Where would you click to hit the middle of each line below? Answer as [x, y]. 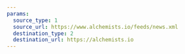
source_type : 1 [35, 20]
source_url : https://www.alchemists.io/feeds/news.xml [96, 27]
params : [18, 14]
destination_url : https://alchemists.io [73, 40]
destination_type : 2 [43, 33]
